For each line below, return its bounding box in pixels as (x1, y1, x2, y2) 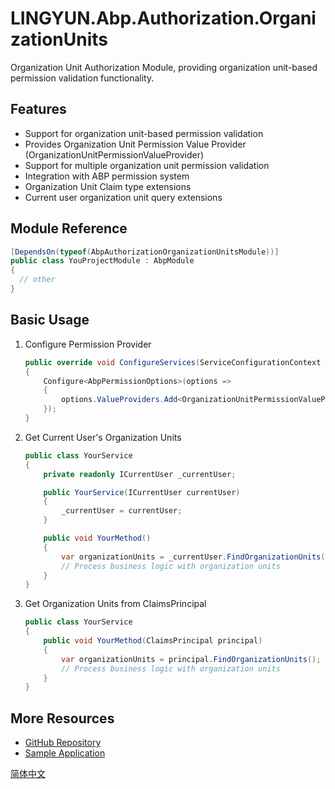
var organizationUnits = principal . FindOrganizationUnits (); (61, 654, 322, 664)
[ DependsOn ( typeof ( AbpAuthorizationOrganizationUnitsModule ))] (10, 247, 280, 257)
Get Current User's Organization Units (24, 431, 182, 443)
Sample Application (24, 747, 106, 759)
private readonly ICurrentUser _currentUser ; (43, 469, 237, 479)
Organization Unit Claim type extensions (24, 180, 192, 192)
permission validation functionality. (10, 72, 155, 84)
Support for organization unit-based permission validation (24, 127, 264, 139)
